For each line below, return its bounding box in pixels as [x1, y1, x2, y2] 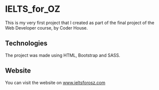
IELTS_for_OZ [5, 3, 60, 15]
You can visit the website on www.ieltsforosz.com [5, 80, 106, 86]
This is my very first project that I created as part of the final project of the [5, 20, 155, 26]
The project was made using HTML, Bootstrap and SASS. [5, 52, 121, 58]
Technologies [5, 39, 48, 48]
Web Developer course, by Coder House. [5, 25, 88, 30]
